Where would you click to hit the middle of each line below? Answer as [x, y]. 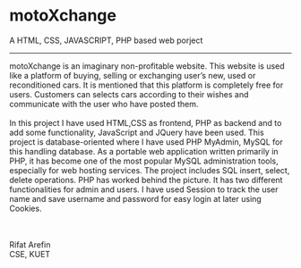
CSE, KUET [30, 254]
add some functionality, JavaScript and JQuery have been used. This [137, 132]
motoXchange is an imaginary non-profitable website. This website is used [147, 66]
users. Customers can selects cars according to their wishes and [129, 94]
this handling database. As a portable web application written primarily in [144, 151]
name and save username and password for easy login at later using [135, 198]
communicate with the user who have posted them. [104, 104]
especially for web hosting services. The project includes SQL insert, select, [150, 170]
